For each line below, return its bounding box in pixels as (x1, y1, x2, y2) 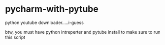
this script (5, 34, 26, 40)
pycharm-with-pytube (5, 3, 99, 15)
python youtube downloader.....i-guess (5, 20, 84, 25)
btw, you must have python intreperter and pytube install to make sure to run (5, 29, 161, 35)
